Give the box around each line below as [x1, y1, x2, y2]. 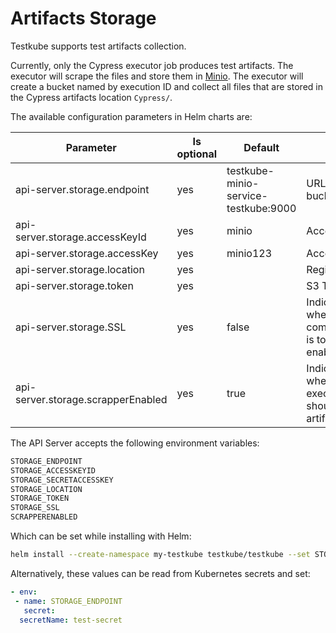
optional [176, 147, 218, 161]
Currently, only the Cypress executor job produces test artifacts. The [10, 59, 294, 71]
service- [226, 188, 268, 202]
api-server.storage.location [15, 262, 145, 276]
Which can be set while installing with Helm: [10, 530, 192, 542]
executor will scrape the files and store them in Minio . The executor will [10, 70, 304, 82]
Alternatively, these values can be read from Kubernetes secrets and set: [10, 567, 311, 579]
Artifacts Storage [10, 7, 157, 30]
